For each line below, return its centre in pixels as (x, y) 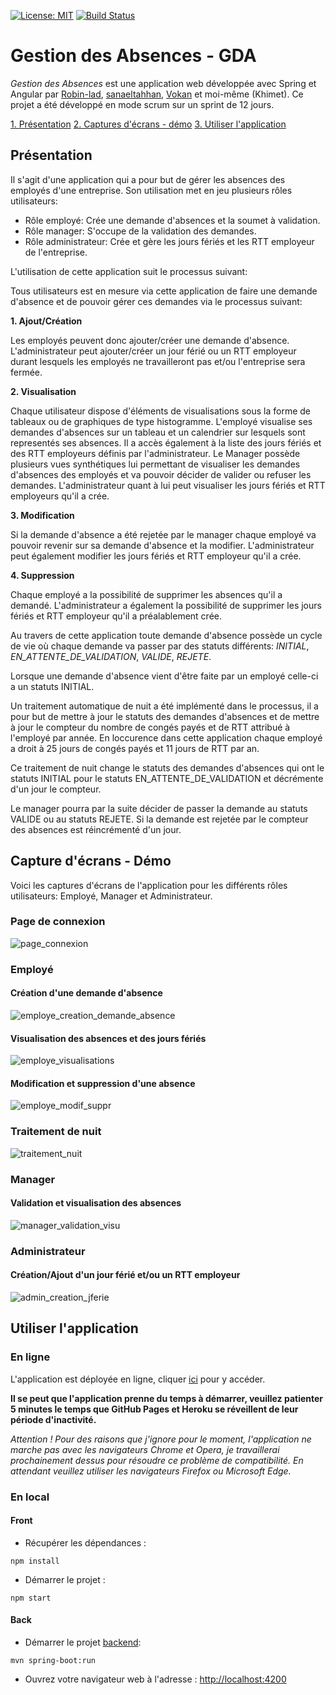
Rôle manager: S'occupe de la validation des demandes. (140, 231)
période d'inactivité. (53, 1419)
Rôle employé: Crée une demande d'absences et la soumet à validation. (172, 220)
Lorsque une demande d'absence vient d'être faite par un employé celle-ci (164, 676)
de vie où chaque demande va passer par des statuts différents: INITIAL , (160, 646)
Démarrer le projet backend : (83, 1642)
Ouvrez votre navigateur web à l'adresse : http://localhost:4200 (155, 1679)
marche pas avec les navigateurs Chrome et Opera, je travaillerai (145, 1449)
